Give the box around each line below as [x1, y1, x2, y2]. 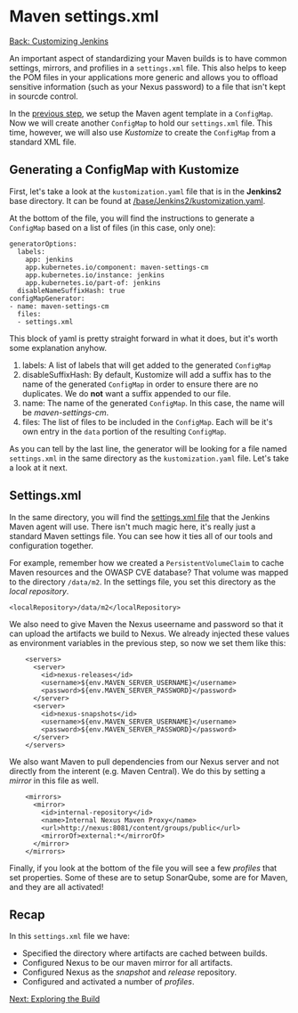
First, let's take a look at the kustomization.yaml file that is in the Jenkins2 [9, 185, 282, 197]
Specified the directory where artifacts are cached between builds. [21, 948, 269, 959]
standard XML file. [9, 136, 77, 147]
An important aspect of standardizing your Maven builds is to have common [9, 53, 287, 63]
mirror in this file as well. [9, 775, 100, 786]
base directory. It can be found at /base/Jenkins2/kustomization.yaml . [9, 195, 266, 206]
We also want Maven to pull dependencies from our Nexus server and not [9, 756, 279, 767]
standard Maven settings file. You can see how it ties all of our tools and [9, 530, 273, 541]
